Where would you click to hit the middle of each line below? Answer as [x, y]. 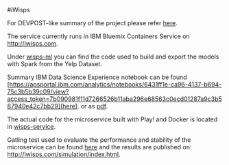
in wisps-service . [32, 126]
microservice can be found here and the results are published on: [99, 147]
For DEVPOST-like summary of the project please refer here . [93, 23]
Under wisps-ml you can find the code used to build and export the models [113, 57]
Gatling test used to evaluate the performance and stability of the [99, 140]
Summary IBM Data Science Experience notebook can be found [97, 77]
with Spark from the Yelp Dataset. [55, 64]
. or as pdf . [93, 106]
